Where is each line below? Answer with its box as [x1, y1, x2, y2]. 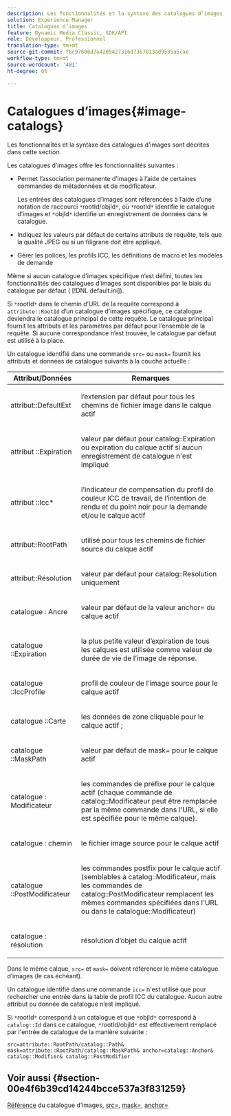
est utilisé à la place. [7, 337, 65, 345]
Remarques [131, 373, 170, 383]
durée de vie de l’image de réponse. [81, 653, 197, 663]
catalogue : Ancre [10, 607, 68, 617]
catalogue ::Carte [10, 717, 67, 726]
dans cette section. [7, 148, 62, 156]
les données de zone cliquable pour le [81, 712, 204, 722]
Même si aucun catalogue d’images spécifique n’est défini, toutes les [7, 272, 203, 280]
